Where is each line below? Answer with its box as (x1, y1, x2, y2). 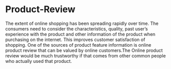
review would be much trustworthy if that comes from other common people (5, 52, 166, 59)
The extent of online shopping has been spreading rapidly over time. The (5, 20, 159, 26)
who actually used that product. (5, 58, 72, 64)
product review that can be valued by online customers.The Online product (5, 47, 163, 53)
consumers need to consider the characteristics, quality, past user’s (5, 25, 148, 31)
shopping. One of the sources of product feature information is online (5, 42, 152, 48)
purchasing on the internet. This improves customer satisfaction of (5, 37, 145, 43)
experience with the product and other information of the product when (5, 31, 156, 37)
